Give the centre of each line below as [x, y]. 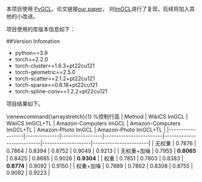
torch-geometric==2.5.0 [45, 72]
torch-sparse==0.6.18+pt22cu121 [56, 85]
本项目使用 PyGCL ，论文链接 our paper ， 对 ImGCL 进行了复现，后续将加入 [98, 9]
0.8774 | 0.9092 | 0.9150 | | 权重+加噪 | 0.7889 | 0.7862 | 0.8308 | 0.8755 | [100, 166]
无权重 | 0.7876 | [176, 143]
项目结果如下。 [25, 104]
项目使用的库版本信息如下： [41, 29]
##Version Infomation [33, 41]
